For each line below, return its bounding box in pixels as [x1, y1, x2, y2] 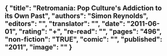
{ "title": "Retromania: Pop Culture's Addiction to [5, 4, 162, 12]
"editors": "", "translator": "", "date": [5, 19, 126, 28]
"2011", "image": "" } [5, 43, 73, 51]
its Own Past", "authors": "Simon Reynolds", [5, 12, 148, 20]
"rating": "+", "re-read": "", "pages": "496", [19, 27, 162, 36]
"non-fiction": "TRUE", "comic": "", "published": [5, 35, 162, 44]
